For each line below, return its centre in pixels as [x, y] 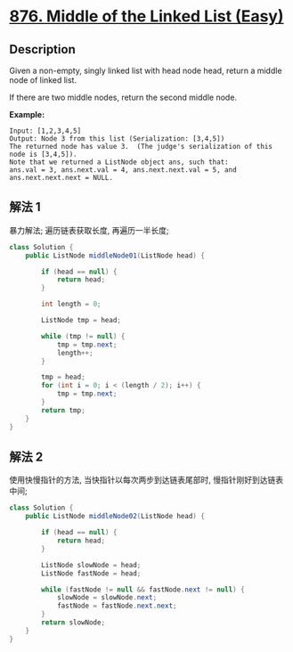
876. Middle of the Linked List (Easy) [146, 16]
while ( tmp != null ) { [83, 336]
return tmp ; [64, 410]
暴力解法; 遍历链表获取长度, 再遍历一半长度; [89, 230]
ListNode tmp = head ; [81, 321]
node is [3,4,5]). [43, 154]
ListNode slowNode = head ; [91, 565]
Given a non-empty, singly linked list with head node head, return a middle [146, 70]
